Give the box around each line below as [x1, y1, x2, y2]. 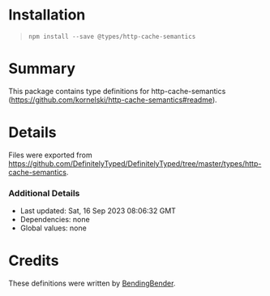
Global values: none [19, 223, 87, 233]
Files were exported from [8, 150, 92, 160]
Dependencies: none [19, 215, 91, 225]
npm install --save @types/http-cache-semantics [28, 32, 196, 41]
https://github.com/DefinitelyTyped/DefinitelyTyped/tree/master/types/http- [8, 158, 262, 168]
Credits [8, 251, 59, 270]
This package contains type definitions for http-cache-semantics [8, 86, 226, 96]
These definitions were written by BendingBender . [8, 278, 176, 289]
